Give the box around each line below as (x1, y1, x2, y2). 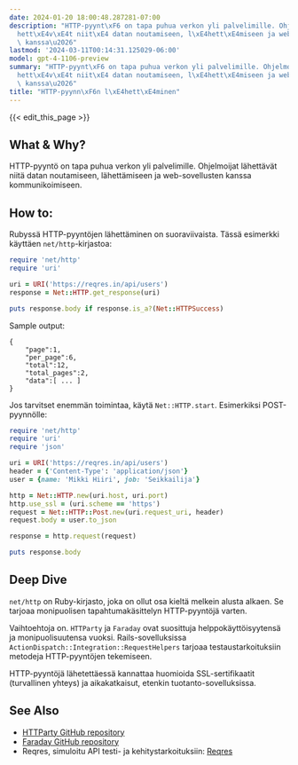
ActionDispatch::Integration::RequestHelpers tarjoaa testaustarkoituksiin (9, 641, 281, 652)
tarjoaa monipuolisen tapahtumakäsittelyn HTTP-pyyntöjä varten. (9, 605, 247, 616)
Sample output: (9, 320, 65, 331)
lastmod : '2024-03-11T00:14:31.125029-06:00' (9, 46, 180, 55)
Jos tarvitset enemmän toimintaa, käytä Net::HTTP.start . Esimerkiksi (9, 399, 262, 410)
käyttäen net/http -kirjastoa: (9, 239, 113, 249)
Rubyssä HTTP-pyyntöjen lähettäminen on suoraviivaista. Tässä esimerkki (9, 229, 279, 240)
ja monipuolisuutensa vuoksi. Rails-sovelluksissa (9, 632, 187, 643)
